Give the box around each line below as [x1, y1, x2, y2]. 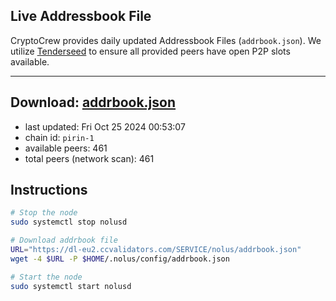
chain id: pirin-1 [24, 131, 95, 143]
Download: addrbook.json [10, 94, 177, 111]
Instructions [10, 182, 88, 199]
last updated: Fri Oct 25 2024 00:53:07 [24, 120, 186, 133]
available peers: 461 [24, 142, 108, 154]
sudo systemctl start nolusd [10, 281, 132, 291]
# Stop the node [10, 208, 78, 218]
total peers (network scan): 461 [24, 152, 155, 164]
